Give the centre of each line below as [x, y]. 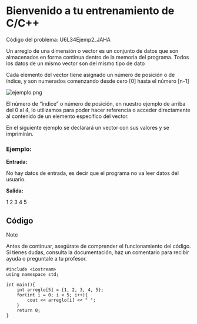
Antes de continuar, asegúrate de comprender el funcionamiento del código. [98, 246]
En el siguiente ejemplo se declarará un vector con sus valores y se [88, 127]
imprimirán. [20, 134]
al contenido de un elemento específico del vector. [68, 116]
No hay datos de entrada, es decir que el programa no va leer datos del [93, 173]
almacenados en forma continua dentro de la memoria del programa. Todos [98, 57]
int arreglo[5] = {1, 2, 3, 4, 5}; [60, 290]
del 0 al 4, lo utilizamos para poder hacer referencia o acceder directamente [98, 110]
